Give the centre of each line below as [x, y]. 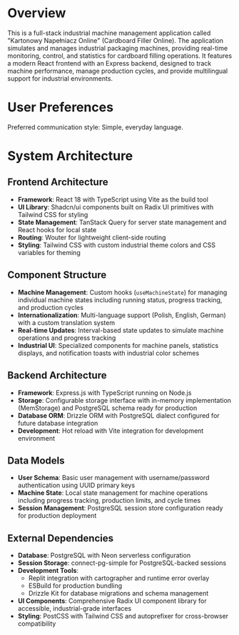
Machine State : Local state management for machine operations [113, 493]
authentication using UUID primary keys [76, 485]
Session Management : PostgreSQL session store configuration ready [120, 508]
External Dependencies [61, 538]
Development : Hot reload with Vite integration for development [111, 431]
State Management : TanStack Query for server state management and [122, 222]
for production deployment [57, 516]
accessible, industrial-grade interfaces [75, 609]
